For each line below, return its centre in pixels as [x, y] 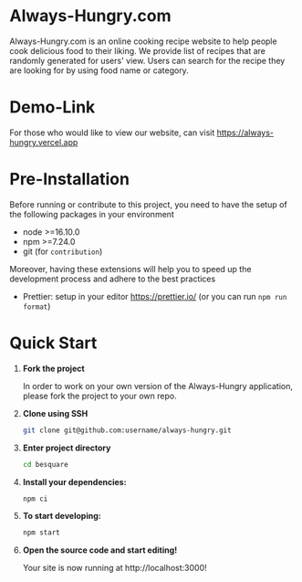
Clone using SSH [55, 413]
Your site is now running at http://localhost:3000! [115, 568]
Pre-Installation [70, 180]
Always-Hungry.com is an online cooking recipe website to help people [143, 41]
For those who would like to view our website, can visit [112, 132]
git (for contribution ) [62, 251]
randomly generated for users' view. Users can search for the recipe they [147, 60]
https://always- [245, 132]
